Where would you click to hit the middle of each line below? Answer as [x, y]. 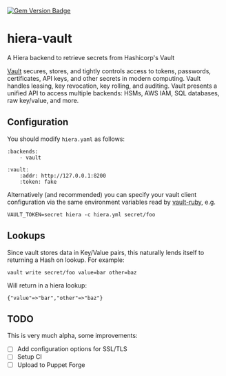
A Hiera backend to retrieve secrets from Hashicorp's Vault [91, 57]
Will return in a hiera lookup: [47, 285]
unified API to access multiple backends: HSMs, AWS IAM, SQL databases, [113, 93]
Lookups [26, 236]
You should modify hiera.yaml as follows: [66, 139]
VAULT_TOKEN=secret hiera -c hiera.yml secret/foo [81, 214]
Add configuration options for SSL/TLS [72, 349]
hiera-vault [40, 39]
